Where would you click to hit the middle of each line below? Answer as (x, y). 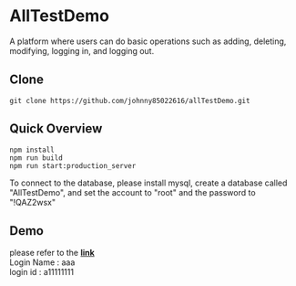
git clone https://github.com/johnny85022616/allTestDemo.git (130, 101)
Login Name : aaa (42, 262)
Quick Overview (56, 129)
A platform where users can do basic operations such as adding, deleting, (148, 41)
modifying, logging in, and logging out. (82, 50)
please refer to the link (52, 253)
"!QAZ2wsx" (33, 202)
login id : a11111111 (42, 272)
